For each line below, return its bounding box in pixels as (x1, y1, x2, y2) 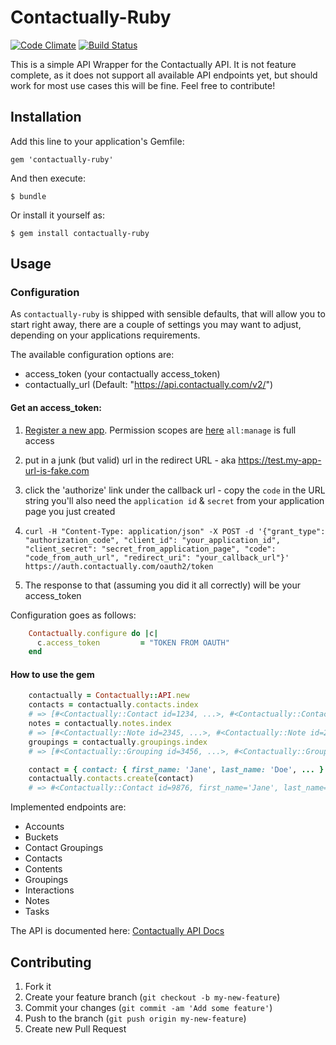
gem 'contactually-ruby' (10, 154, 114, 165)
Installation (10, 109, 82, 126)
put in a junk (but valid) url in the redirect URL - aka (24, 454, 237, 466)
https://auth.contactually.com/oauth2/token (24, 561, 214, 571)
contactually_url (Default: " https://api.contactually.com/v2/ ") (24, 379, 274, 391)
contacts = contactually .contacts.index (28, 700, 199, 710)
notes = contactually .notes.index (28, 719, 172, 729)
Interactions (24, 884, 75, 896)
